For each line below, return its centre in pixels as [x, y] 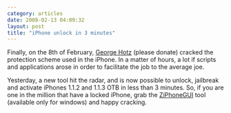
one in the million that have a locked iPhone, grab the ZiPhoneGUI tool [107, 95]
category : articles [35, 13]
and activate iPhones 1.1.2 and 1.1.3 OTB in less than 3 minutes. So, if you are [115, 88]
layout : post [26, 26]
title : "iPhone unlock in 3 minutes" [61, 33]
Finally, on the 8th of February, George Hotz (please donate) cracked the [110, 52]
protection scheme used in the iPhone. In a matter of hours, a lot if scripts [112, 60]
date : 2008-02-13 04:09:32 [46, 20]
